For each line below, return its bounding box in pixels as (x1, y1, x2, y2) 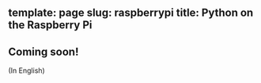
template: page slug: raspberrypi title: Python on (8, 6, 254, 20)
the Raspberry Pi (8, 19, 93, 32)
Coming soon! (8, 45, 79, 58)
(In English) (8, 66, 45, 75)
